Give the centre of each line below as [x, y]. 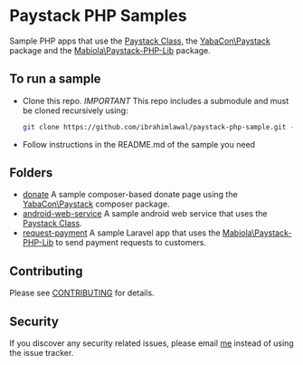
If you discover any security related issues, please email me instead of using [151, 343]
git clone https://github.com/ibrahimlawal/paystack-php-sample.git [154, 127]
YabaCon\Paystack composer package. [96, 204]
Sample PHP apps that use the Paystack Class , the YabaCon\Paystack [140, 41]
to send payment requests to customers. [131, 243]
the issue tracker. [42, 353]
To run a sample [55, 79]
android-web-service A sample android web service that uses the [145, 214]
